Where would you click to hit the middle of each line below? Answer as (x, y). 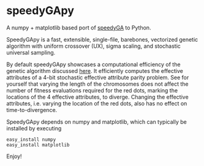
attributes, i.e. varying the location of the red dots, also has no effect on (97, 103)
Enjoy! (14, 156)
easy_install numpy (31, 139)
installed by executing (34, 128)
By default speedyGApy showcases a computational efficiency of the (93, 64)
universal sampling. (31, 52)
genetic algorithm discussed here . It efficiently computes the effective (95, 70)
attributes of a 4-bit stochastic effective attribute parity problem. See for (98, 77)
